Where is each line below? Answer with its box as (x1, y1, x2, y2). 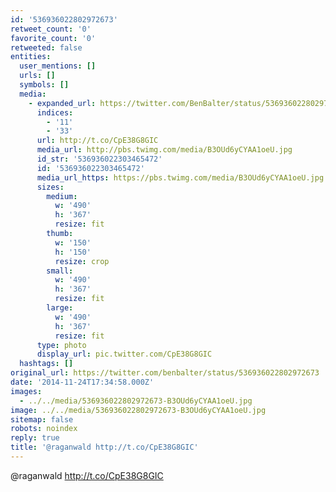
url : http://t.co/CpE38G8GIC (36, 136, 159, 146)
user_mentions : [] (19, 61, 97, 71)
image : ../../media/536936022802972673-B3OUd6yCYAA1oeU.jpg (10, 405, 267, 415)
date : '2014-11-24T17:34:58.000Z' (10, 377, 155, 387)
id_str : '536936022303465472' (36, 154, 163, 164)
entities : (10, 52, 52, 62)
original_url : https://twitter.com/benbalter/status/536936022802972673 (10, 368, 320, 378)
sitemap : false (10, 414, 74, 425)
